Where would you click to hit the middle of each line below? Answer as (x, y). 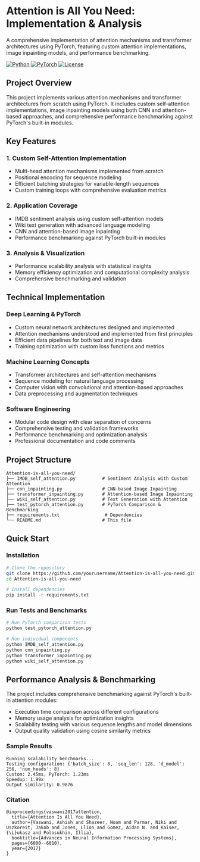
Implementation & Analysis (74, 24)
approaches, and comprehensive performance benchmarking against (108, 116)
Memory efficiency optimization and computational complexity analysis (102, 273)
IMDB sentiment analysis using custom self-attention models (89, 218)
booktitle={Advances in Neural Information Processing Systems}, (94, 838)
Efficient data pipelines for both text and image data (78, 340)
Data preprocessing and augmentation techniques (76, 393)
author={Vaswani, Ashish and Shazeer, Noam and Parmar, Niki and (94, 823)
